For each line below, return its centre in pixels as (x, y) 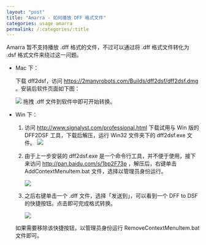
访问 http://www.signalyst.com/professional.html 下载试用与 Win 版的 (112, 128)
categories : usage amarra (39, 23)
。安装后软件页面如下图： (48, 89)
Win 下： (26, 115)
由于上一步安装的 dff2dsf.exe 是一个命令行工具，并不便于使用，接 (108, 156)
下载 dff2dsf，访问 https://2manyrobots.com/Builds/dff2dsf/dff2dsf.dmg (107, 81)
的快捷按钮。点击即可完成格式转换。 (70, 203)
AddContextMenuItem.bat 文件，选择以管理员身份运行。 (95, 171)
